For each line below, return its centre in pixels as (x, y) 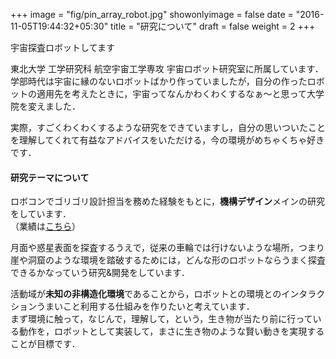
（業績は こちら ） (45, 226)
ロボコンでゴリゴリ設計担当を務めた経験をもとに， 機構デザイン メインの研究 (168, 201)
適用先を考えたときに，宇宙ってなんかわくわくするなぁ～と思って (171, 93)
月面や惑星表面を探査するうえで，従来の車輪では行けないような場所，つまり (167, 248)
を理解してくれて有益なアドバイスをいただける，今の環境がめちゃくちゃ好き (167, 140)
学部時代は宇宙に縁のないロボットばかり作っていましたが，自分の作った (159, 81)
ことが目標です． (45, 344)
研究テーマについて (50, 177)
